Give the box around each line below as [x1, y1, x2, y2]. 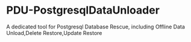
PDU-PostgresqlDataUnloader [6, 4, 160, 17]
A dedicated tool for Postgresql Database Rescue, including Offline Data [6, 23, 186, 30]
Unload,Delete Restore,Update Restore [6, 29, 102, 36]
